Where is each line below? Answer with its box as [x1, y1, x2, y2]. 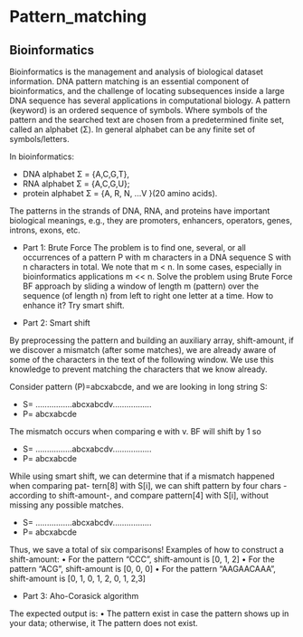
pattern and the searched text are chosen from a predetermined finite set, [9, 115, 285, 125]
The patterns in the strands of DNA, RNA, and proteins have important [9, 205, 270, 216]
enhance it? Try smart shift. [22, 300, 125, 310]
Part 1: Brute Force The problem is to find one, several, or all [22, 242, 246, 252]
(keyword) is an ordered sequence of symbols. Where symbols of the [9, 105, 268, 115]
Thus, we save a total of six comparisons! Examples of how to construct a [9, 545, 285, 555]
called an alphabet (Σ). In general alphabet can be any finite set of [9, 124, 256, 135]
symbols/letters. [9, 134, 70, 144]
